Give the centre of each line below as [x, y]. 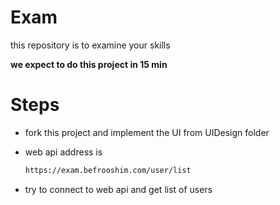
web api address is [63, 152]
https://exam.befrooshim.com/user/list [108, 170]
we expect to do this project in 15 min [89, 64]
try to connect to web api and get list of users [118, 189]
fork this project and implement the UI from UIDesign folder [147, 132]
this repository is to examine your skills [90, 45]
